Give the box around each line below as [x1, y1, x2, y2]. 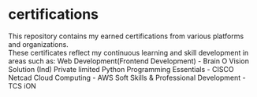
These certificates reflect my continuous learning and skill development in [8, 48, 249, 57]
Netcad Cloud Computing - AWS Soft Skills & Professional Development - [8, 73, 246, 82]
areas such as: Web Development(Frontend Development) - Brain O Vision [8, 56, 250, 66]
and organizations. [8, 39, 69, 48]
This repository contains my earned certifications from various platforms [8, 31, 244, 41]
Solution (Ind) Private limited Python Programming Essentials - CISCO [8, 64, 234, 74]
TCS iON [8, 81, 37, 91]
